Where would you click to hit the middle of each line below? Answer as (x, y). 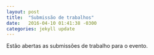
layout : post (23, 12)
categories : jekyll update (41, 29)
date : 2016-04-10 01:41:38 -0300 (52, 23)
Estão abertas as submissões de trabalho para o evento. (77, 46)
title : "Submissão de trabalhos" (50, 18)
